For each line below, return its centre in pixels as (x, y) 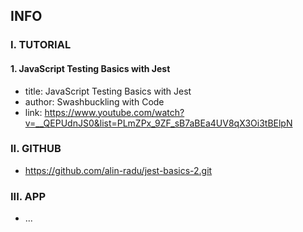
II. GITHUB (36, 149)
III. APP (28, 196)
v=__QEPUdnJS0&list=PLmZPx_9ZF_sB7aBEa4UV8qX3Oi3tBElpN (158, 123)
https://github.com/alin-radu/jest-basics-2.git (118, 170)
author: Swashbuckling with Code (94, 101)
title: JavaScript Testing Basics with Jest (108, 91)
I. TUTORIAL (41, 45)
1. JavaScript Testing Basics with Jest (90, 68)
